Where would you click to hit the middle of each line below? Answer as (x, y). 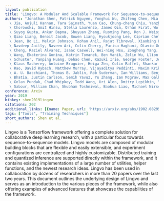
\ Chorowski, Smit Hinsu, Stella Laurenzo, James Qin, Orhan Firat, (81, 28)
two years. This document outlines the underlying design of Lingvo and (77, 179)
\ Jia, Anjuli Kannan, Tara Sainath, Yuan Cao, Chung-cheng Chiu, (78, 23)
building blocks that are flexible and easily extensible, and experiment (75, 147)
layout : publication (26, 9)
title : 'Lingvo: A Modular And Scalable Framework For (62, 14)
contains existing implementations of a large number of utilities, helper (76, 163)
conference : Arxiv (24, 91)
